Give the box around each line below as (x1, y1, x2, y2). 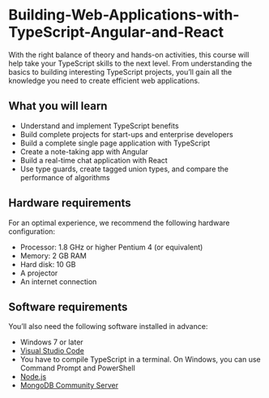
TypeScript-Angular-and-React (8, 23, 224, 41)
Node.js (19, 372, 47, 382)
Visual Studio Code (19, 346, 85, 356)
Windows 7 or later (19, 337, 83, 347)
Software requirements (8, 300, 128, 314)
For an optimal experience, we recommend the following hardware (8, 218, 230, 227)
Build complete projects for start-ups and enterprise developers (19, 129, 233, 139)
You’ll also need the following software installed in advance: (8, 322, 208, 331)
